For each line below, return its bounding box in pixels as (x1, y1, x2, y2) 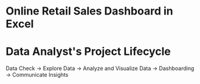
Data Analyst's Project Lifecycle (5, 45, 171, 59)
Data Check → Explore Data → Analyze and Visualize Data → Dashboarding (5, 65, 195, 72)
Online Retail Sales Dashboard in (5, 4, 174, 18)
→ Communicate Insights (5, 71, 69, 79)
